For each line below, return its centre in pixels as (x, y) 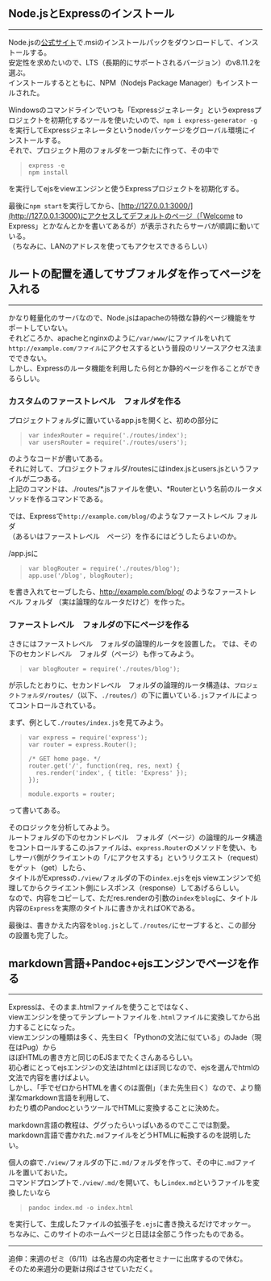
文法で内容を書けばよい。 (51, 1078)
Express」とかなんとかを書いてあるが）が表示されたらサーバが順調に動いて (134, 226)
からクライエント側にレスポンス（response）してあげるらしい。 (136, 888)
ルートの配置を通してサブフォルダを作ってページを (135, 274)
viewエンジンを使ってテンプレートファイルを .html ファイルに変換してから (131, 1017)
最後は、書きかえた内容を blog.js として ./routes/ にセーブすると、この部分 (132, 925)
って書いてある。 (36, 810)
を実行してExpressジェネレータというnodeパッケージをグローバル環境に (129, 130)
